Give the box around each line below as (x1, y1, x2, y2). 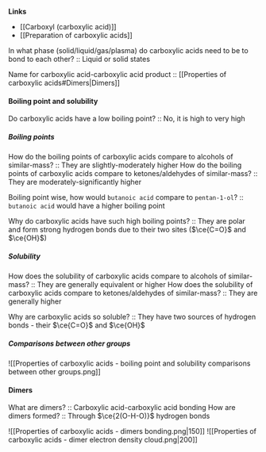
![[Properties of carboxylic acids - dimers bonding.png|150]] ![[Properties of (8, 427, 256, 436)
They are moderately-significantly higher (8, 178, 142, 187)
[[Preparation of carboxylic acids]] (19, 31, 133, 40)
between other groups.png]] (8, 367, 101, 377)
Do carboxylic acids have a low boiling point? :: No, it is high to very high (8, 114, 245, 124)
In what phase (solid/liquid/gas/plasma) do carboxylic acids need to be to (8, 46, 249, 55)
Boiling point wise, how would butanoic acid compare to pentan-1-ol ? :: (8, 193, 244, 202)
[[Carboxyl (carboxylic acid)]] (19, 22, 117, 31)
